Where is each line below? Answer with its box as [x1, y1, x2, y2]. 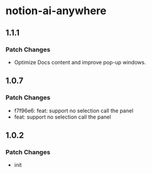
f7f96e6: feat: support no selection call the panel [14, 107, 134, 114]
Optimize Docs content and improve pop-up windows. [14, 58, 146, 66]
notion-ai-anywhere [5, 4, 107, 18]
